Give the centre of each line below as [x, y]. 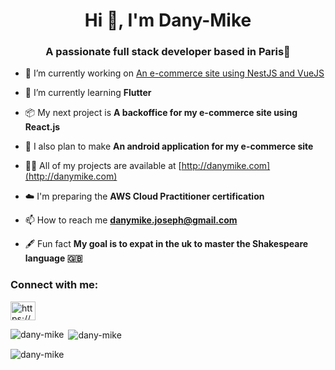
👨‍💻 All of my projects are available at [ [103, 166]
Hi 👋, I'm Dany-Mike [168, 20]
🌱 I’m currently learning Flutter [88, 93]
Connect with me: [54, 285]
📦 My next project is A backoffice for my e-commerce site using [161, 113]
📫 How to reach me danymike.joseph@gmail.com [131, 220]
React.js [42, 127]
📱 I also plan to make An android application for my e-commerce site [169, 146]
